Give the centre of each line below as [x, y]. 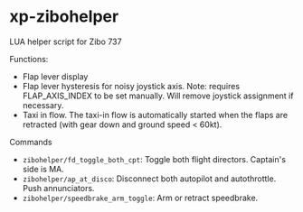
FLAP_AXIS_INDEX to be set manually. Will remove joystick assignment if [158, 96]
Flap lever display [55, 76]
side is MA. [43, 169]
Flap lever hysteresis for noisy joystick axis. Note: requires [131, 86]
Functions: [29, 59]
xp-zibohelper [64, 17]
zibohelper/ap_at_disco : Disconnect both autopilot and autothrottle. [149, 179]
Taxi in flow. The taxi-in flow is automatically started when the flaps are [155, 115]
